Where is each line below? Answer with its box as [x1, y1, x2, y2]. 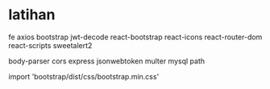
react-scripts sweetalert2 [8, 40, 93, 50]
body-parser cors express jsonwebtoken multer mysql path [8, 56, 206, 66]
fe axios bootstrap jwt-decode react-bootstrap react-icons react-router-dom [8, 32, 263, 42]
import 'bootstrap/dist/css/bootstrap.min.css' [8, 71, 160, 81]
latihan [8, 6, 56, 24]
